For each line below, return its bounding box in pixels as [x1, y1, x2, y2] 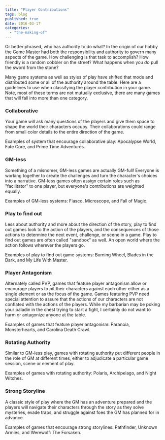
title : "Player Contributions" [5, 7, 69, 12]
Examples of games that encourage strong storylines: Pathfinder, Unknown [5, 424, 158, 430]
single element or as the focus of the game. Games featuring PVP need [5, 291, 149, 297]
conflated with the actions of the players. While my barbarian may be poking [5, 302, 160, 307]
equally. [5, 188, 21, 194]
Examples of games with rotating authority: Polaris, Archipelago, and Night [5, 370, 157, 376]
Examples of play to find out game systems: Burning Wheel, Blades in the [5, 252, 154, 258]
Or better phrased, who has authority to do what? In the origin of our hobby [5, 44, 158, 49]
